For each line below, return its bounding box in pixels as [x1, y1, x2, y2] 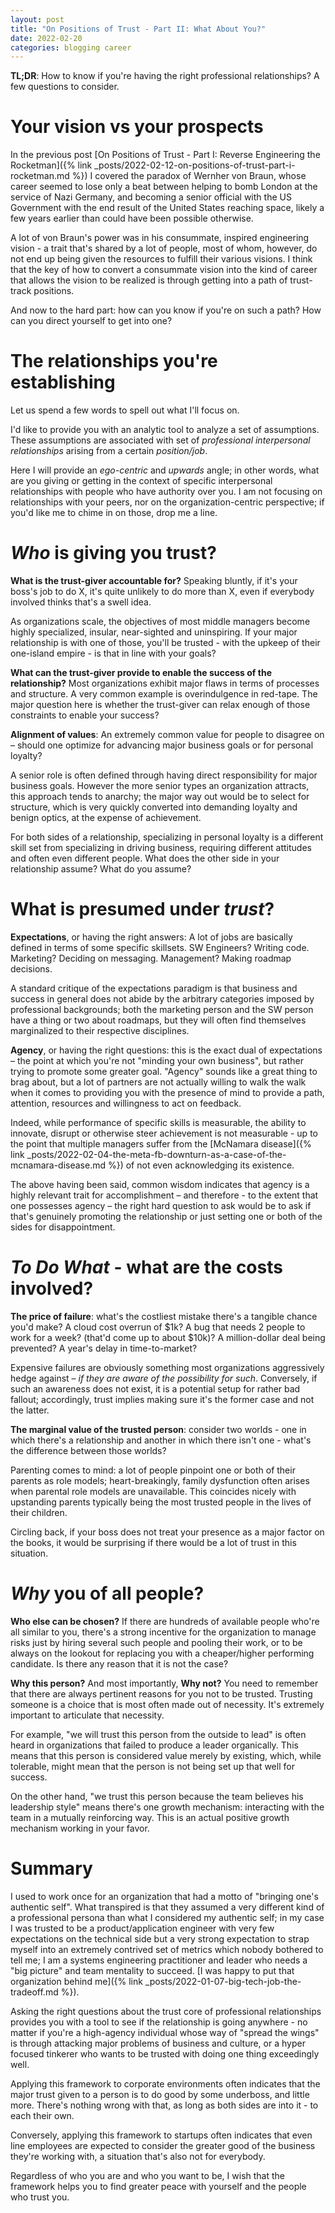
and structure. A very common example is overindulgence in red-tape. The [10, 688, 318, 700]
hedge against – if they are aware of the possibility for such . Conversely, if [10, 1372, 318, 1384]
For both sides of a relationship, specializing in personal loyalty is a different [10, 831, 324, 843]
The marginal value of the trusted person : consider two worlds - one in [10, 1423, 307, 1435]
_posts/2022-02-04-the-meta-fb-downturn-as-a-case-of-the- [26, 1149, 287, 1160]
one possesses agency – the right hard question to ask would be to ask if [10, 1200, 312, 1211]
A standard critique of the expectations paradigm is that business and [10, 982, 298, 994]
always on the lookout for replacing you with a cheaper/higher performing [10, 1647, 315, 1659]
